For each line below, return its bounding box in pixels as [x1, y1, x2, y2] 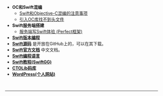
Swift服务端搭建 [12, 22, 45, 28]
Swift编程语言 [12, 53, 40, 58]
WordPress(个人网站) [12, 71, 56, 77]
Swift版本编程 [12, 35, 40, 40]
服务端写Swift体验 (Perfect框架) [19, 29, 82, 34]
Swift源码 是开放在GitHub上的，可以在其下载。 [12, 41, 106, 46]
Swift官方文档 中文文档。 [12, 47, 63, 53]
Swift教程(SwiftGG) [12, 59, 52, 65]
